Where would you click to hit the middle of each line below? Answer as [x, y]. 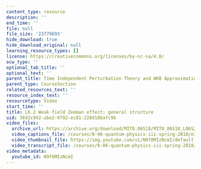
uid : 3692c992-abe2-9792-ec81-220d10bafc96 [61, 117]
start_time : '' [25, 106]
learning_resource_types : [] [42, 51]
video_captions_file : [39, 135]
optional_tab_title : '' [36, 67]
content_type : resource [36, 12]
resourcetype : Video [32, 101]
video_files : [22, 123]
